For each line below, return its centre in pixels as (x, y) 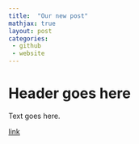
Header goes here (69, 93)
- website (28, 53)
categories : (28, 38)
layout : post (30, 31)
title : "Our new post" (48, 16)
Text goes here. (34, 116)
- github (27, 46)
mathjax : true (32, 23)
